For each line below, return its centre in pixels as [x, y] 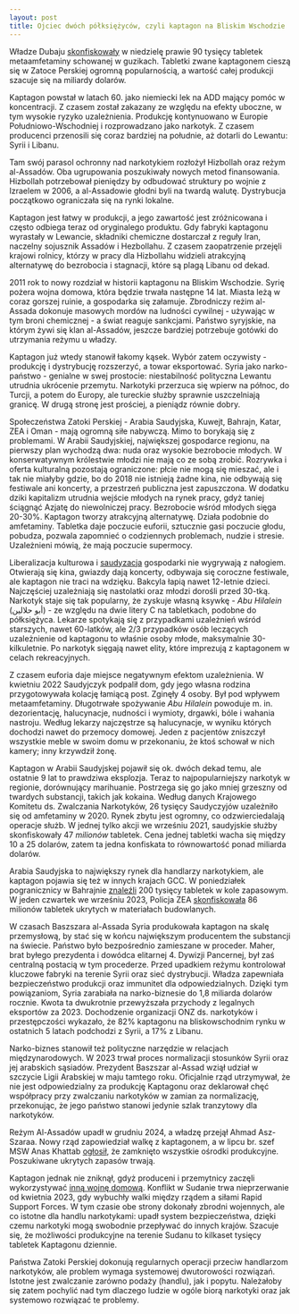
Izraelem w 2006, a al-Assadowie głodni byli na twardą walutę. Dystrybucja [148, 191]
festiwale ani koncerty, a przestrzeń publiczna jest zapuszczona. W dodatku [149, 487]
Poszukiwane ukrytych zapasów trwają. [83, 1160]
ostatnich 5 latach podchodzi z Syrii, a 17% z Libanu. [106, 1030]
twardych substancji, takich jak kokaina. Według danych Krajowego [133, 796]
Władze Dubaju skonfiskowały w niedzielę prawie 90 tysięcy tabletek [136, 51]
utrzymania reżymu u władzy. [63, 339]
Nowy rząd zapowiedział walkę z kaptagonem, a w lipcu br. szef [157, 1141]
